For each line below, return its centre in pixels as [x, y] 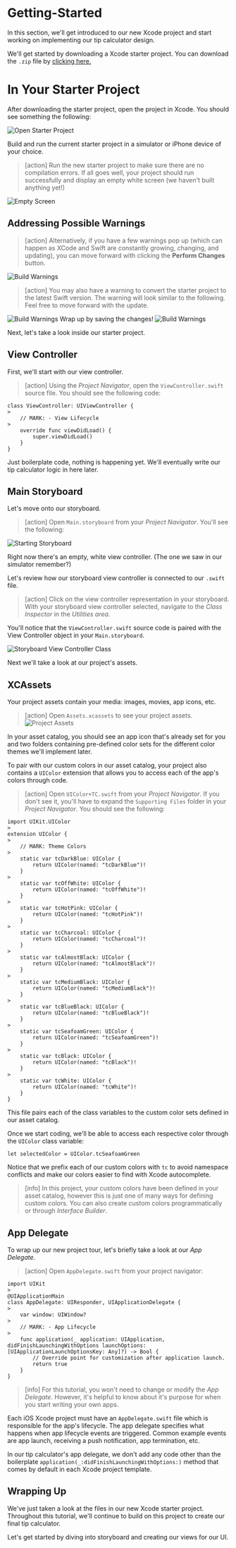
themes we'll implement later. [50, 751]
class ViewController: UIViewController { [70, 406]
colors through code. [38, 780]
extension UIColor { [38, 834]
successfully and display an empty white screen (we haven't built [119, 180]
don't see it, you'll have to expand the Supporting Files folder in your [125, 801]
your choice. [25, 151]
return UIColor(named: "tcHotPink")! [88, 914]
